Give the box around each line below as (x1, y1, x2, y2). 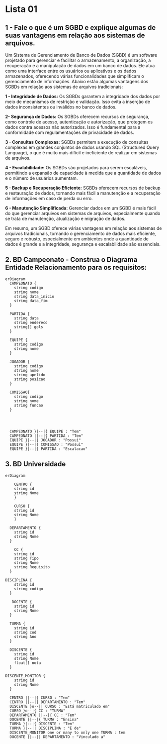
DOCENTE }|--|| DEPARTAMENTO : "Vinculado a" (9, 734, 106, 740)
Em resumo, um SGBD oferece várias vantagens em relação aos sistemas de (5, 225, 162, 231)
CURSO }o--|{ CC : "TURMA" (9, 708, 66, 713)
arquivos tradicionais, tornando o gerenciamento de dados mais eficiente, (5, 230, 157, 236)
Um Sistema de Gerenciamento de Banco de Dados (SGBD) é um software (5, 52, 158, 58)
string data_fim (14, 298, 48, 303)
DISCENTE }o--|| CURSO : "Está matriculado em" (9, 704, 110, 709)
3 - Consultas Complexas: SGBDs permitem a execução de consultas (5, 139, 149, 145)
